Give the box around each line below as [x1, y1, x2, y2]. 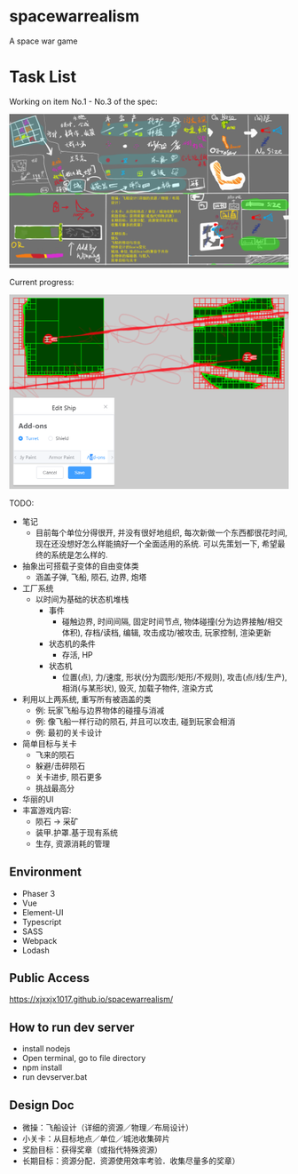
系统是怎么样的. [51, 549, 108, 560]
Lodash [21, 945, 51, 955]
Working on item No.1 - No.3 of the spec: [9, 96, 158, 107]
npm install [21, 1062, 63, 1073]
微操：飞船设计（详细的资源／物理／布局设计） [21, 1122, 193, 1133]
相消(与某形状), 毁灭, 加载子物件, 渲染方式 [61, 683, 214, 693]
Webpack [21, 935, 58, 946]
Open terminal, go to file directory [21, 1053, 146, 1064]
